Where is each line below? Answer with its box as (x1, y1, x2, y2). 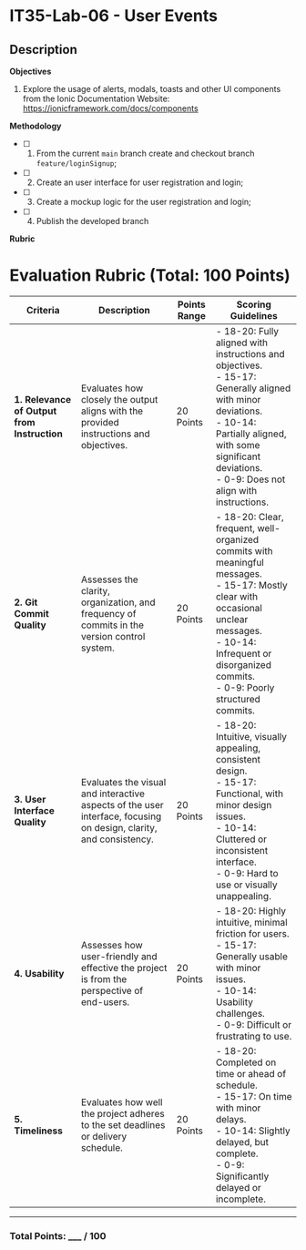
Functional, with (215, 787, 284, 800)
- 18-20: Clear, (215, 510, 284, 523)
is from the (80, 972, 127, 985)
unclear (215, 612, 249, 625)
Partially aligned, (215, 427, 287, 440)
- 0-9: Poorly (215, 681, 275, 693)
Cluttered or (215, 833, 267, 845)
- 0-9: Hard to (215, 866, 280, 879)
